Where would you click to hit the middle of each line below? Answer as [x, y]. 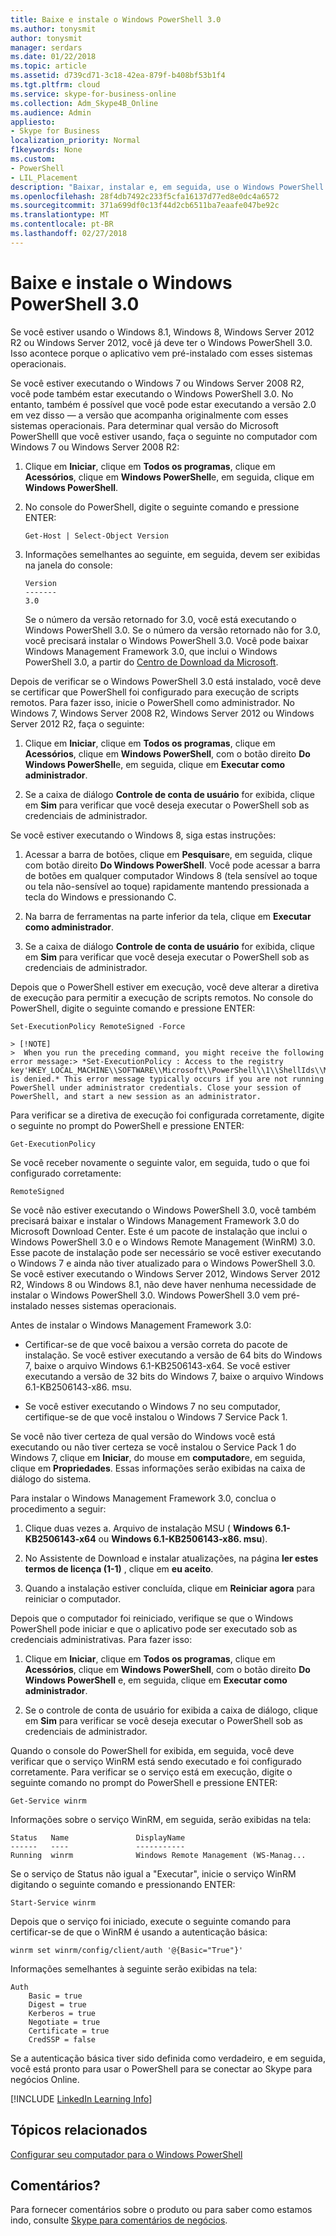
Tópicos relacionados [79, 2130]
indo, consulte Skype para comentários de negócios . [119, 2220]
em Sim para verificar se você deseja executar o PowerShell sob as [163, 1720]
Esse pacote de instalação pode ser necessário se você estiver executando [166, 1252]
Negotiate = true [64, 2022]
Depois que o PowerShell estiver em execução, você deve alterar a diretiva [165, 987]
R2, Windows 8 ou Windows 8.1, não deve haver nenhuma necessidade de [163, 1284]
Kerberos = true [62, 2013]
